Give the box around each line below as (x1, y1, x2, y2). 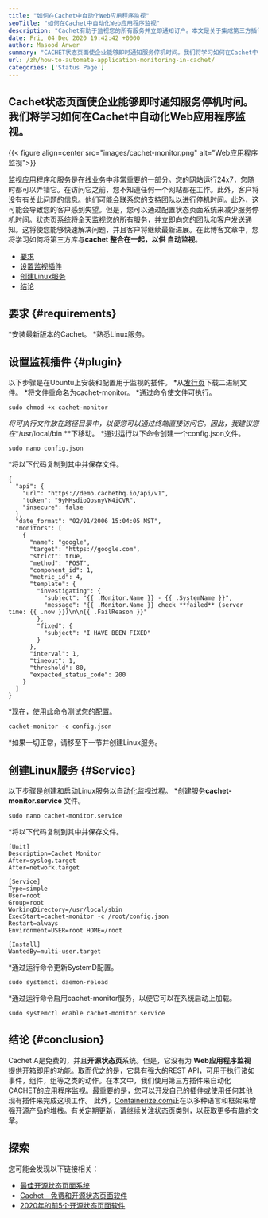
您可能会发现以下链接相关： (8, 1164, 99, 1173)
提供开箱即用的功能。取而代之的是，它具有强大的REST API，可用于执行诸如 (8, 1066, 255, 1075)
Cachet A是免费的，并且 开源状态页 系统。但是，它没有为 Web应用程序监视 (8, 1055, 251, 1065)
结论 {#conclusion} (8, 1033, 105, 1047)
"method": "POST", (29, 559, 91, 567)
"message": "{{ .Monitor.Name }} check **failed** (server (43, 601, 244, 609)
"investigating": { (37, 587, 102, 595)
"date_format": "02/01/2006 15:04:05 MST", (15, 518, 161, 526)
